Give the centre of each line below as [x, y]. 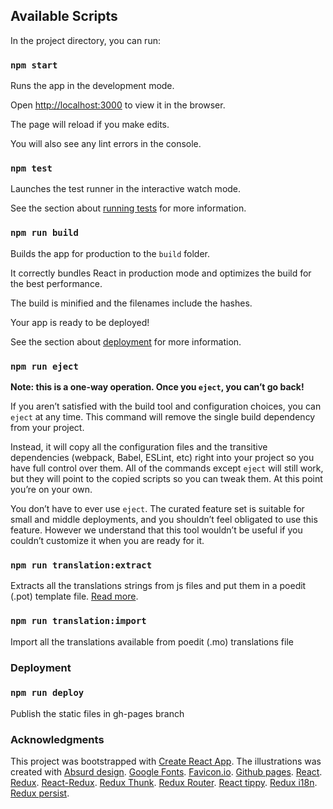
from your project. [47, 427]
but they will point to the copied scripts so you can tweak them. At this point [166, 478]
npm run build [44, 233]
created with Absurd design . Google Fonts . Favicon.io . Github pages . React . [166, 772]
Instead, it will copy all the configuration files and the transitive [139, 447]
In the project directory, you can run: [85, 40]
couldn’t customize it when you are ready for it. [107, 540]
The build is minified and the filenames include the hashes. [131, 303]
